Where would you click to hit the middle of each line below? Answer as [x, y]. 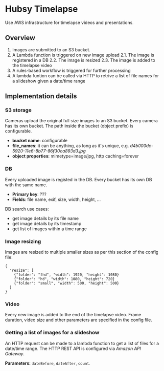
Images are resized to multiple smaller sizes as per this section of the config [82, 252]
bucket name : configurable [40, 141]
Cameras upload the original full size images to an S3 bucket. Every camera [82, 121]
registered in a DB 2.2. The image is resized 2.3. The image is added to [84, 60]
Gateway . [15, 353]
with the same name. [26, 185]
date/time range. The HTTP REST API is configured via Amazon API [73, 349]
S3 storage [18, 110]
